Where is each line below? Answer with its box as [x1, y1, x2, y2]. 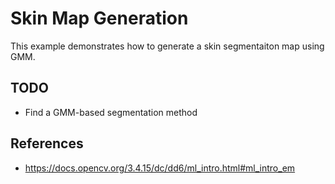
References [10, 135, 84, 152]
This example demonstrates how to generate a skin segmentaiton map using [10, 40, 325, 52]
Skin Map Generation [10, 7, 189, 30]
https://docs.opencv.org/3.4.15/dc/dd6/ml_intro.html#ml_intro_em [24, 162, 296, 174]
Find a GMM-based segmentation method [24, 106, 198, 118]
